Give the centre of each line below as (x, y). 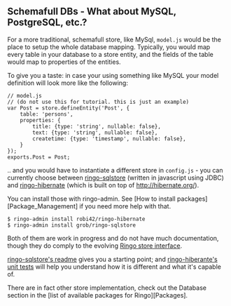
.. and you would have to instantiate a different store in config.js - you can (115, 170)
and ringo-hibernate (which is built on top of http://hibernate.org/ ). (103, 185)
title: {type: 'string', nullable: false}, (97, 126)
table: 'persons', (47, 114)
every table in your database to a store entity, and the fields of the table (110, 54)
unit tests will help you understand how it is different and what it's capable (114, 267)
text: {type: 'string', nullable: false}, (95, 133)
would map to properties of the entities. (64, 62)
